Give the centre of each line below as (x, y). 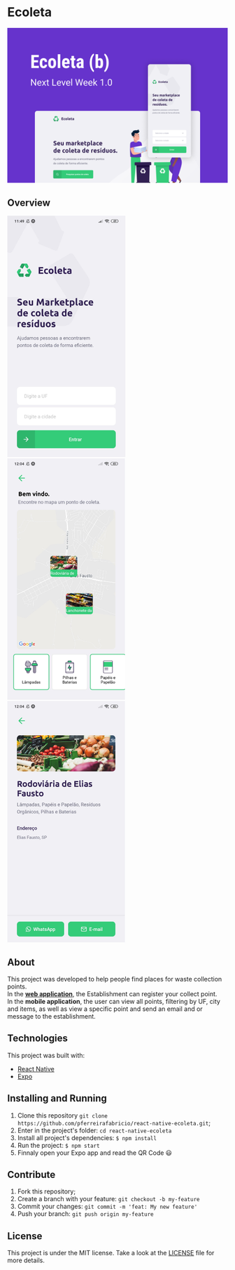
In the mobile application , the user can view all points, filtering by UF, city (114, 1001)
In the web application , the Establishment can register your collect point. (112, 993)
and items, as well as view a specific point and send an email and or (105, 1009)
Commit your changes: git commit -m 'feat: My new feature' (107, 1206)
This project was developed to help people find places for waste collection (115, 979)
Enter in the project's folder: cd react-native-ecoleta (94, 1130)
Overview (29, 203)
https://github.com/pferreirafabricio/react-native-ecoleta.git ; (114, 1123)
